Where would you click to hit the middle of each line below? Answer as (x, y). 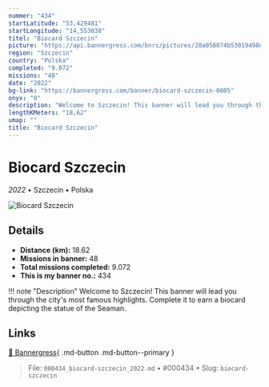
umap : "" (23, 120)
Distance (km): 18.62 (55, 250)
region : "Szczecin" (41, 53)
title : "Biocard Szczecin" (53, 128)
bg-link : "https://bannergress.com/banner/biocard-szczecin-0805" (121, 90)
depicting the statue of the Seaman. (67, 308)
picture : (23, 46)
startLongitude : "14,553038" (57, 31)
